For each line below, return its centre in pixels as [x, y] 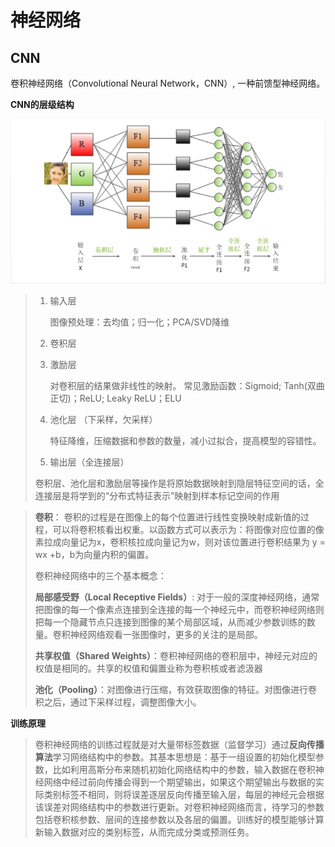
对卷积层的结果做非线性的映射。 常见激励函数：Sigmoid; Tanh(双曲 [187, 386]
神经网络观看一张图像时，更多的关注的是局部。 [166, 635]
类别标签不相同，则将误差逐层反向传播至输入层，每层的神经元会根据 [184, 795]
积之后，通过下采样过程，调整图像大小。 [118, 702]
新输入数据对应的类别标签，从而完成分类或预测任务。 [144, 832]
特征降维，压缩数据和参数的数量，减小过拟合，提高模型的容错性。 [185, 441]
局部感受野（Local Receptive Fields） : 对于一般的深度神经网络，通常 [177, 597]
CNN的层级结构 [42, 104]
